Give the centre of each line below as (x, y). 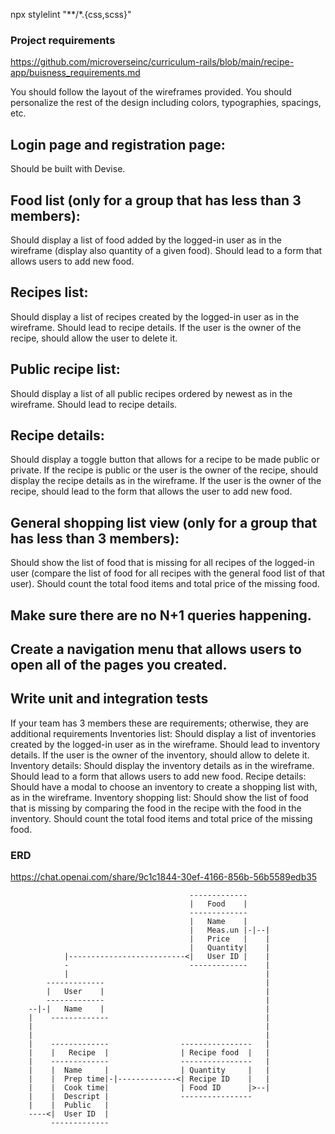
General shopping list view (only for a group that (164, 522)
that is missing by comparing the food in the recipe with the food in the (156, 808)
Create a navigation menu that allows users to (156, 649)
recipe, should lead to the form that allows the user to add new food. (151, 491)
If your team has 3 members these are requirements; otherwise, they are (159, 723)
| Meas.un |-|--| (230, 930)
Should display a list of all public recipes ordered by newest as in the (151, 393)
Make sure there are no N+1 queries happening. (161, 615)
